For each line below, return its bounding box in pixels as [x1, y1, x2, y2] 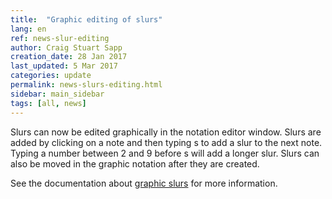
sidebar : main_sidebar [10, 89, 105, 99]
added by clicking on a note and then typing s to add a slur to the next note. [10, 136, 323, 148]
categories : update [10, 71, 92, 81]
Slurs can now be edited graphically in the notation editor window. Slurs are [10, 126, 322, 138]
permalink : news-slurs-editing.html [10, 80, 163, 90]
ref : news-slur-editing [10, 33, 110, 43]
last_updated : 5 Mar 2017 [10, 61, 118, 71]
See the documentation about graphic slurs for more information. [10, 177, 278, 189]
